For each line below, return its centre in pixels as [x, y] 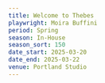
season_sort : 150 [37, 45]
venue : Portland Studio [48, 67]
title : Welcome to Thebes [51, 15]
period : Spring [33, 30]
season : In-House [37, 38]
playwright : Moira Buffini [53, 23]
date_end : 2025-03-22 [44, 60]
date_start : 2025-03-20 [48, 52]
